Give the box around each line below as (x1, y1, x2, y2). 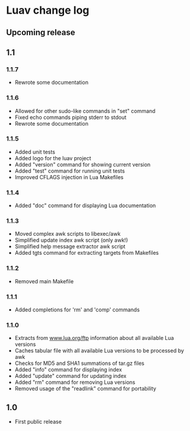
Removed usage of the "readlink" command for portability (14, 385, 156, 392)
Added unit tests (14, 148, 55, 155)
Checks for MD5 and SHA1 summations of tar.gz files (14, 360, 144, 367)
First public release (14, 418, 62, 426)
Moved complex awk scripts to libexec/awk (14, 230, 121, 238)
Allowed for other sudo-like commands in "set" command (14, 107, 156, 114)
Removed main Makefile (14, 277, 74, 285)
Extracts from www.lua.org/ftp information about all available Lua (14, 335, 174, 342)
